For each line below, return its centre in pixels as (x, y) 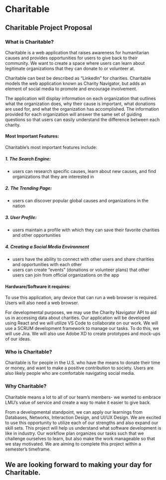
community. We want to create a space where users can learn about (75, 63)
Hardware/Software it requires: (38, 286)
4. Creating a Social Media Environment (47, 246)
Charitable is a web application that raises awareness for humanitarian (77, 52)
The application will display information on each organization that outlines (81, 98)
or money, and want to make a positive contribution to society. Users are (80, 368)
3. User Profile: (21, 217)
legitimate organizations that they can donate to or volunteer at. (70, 68)
